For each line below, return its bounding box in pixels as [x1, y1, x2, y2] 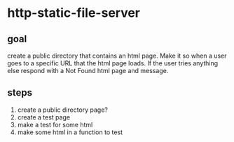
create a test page [17, 112, 71, 121]
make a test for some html [17, 120, 93, 129]
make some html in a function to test [17, 128, 123, 136]
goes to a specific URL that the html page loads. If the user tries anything [7, 59, 219, 67]
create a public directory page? [17, 105, 109, 114]
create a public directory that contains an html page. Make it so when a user [7, 51, 227, 60]
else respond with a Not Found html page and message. [7, 67, 169, 75]
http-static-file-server [7, 5, 141, 21]
